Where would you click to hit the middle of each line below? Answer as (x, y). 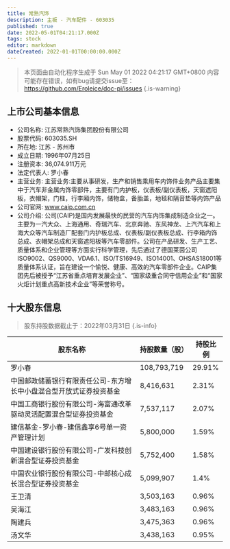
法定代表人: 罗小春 (43, 172)
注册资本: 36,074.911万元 (52, 164)
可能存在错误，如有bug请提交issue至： (79, 80)
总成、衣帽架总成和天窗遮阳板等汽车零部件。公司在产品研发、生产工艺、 (119, 241)
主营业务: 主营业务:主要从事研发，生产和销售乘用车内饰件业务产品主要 (115, 181)
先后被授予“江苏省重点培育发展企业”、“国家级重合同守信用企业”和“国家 (123, 275)
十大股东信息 (34, 308)
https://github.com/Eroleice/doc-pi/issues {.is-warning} (102, 88)
